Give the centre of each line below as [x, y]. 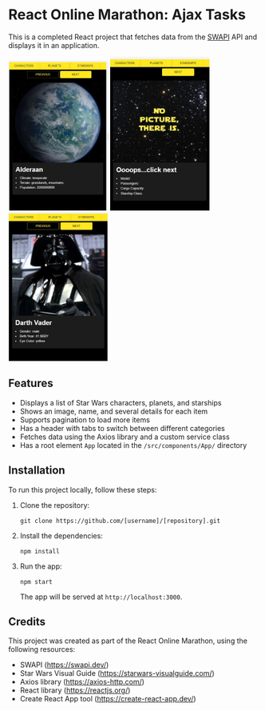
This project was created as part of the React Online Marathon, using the [128, 641]
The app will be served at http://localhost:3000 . [101, 597]
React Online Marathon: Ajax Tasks [127, 15]
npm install [40, 551]
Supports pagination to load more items [85, 419]
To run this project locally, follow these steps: [83, 489]
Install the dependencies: [61, 535]
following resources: [42, 649]
